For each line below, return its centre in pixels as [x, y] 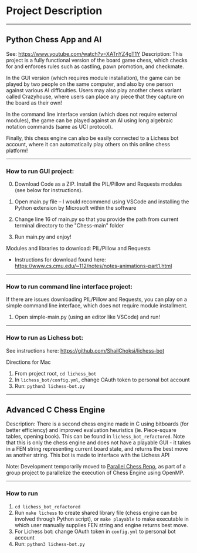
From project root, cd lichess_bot [55, 373]
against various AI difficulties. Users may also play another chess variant [94, 90]
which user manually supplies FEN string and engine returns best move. [101, 525]
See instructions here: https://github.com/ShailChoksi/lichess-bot [85, 350]
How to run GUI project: [40, 171]
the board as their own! [34, 103]
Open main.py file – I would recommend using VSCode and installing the [102, 202]
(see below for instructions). [49, 190]
